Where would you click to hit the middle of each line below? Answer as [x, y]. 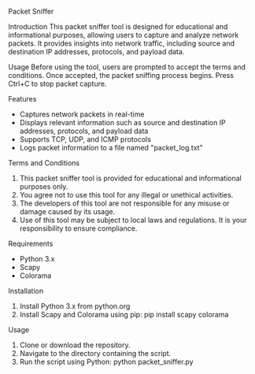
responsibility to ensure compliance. [78, 228]
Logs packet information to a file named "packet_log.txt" [111, 148]
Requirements [31, 244]
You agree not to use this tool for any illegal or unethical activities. [126, 195]
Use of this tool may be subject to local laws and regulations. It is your [133, 220]
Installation [26, 291]
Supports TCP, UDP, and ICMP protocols [85, 139]
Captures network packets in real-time [82, 114]
